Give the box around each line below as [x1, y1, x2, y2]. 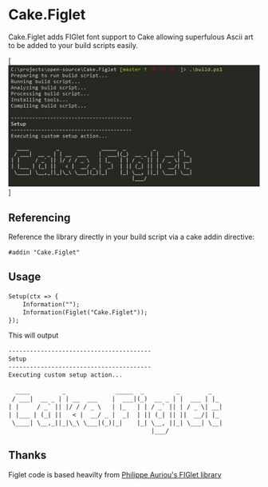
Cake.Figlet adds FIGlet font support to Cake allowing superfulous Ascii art [8, 32, 254, 42]
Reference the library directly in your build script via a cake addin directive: [8, 232, 255, 242]
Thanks [8, 449, 47, 462]
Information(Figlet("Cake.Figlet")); [22, 308, 148, 317]
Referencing [8, 210, 71, 225]
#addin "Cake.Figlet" [8, 249, 81, 257]
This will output [8, 330, 59, 340]
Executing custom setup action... [8, 370, 124, 379]
